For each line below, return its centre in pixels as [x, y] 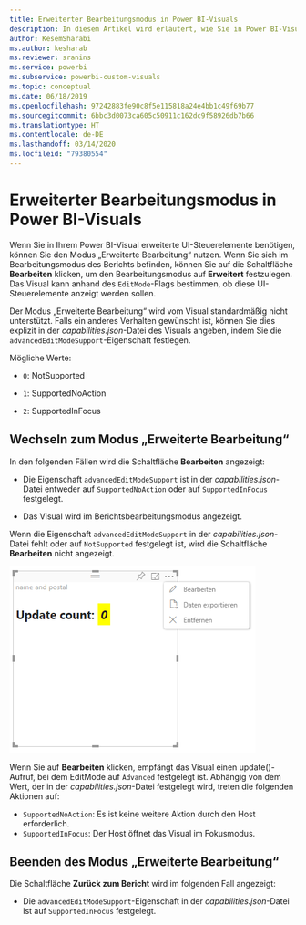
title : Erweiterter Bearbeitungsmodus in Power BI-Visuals [124, 19]
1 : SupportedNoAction [64, 393]
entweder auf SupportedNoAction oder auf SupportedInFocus [156, 489]
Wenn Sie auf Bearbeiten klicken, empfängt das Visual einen [123, 767]
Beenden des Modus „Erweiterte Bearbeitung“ [144, 862]
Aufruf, [23, 776]
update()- [257, 767]
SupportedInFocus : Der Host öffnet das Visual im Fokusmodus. [139, 833]
